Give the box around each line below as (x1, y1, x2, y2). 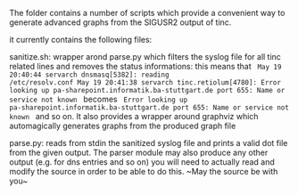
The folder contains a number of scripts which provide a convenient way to (9, 8, 286, 18)
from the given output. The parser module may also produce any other (9, 147, 269, 158)
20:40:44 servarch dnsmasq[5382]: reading (9, 70, 170, 79)
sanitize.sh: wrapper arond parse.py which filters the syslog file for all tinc (9, 52, 281, 61)
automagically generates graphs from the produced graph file (9, 120, 236, 131)
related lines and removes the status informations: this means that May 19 (9, 61, 282, 71)
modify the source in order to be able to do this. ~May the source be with (9, 167, 278, 176)
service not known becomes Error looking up (9, 93, 188, 104)
